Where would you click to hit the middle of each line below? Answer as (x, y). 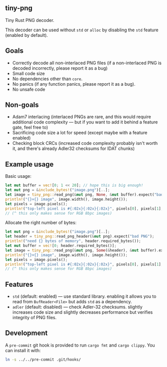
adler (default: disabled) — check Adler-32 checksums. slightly (77, 307)
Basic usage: (18, 176)
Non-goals (22, 105)
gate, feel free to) (30, 127)
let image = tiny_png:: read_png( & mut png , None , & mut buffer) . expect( (80, 195)
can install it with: (23, 350)
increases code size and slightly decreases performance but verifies (83, 312)
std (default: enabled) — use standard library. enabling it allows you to (84, 296)
